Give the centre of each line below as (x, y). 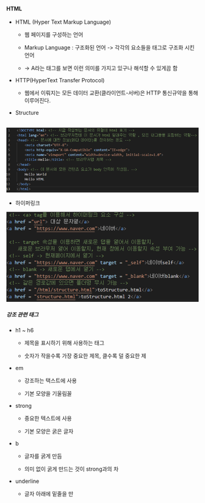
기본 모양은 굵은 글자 (49, 431)
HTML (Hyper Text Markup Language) (63, 22)
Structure (27, 113)
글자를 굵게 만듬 (43, 456)
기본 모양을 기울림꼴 (48, 394)
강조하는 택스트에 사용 (51, 380)
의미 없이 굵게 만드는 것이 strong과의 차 (71, 469)
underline (27, 481)
